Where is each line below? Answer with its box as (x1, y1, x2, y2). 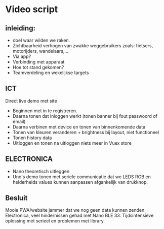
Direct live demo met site (5, 97, 57, 104)
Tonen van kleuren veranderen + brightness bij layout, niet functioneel (12, 129, 159, 135)
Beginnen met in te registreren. (12, 108, 77, 114)
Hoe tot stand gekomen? (12, 64, 64, 70)
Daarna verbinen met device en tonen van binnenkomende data (12, 123, 146, 130)
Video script (5, 4, 58, 15)
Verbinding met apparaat (12, 59, 65, 64)
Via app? (12, 53, 31, 59)
